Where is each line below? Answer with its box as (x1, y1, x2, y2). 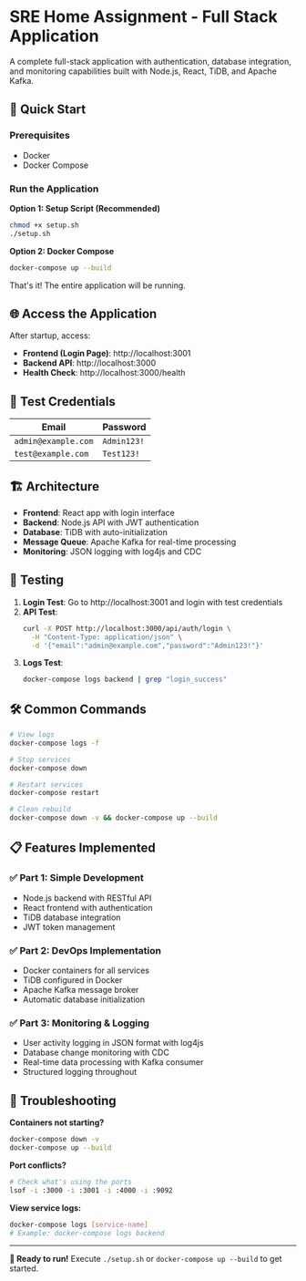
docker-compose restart (9, 789, 100, 798)
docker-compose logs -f (9, 739, 100, 748)
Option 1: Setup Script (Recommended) (9, 202, 161, 213)
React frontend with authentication (22, 902, 153, 913)
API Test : (22, 606, 58, 617)
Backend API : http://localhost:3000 (22, 357, 157, 368)
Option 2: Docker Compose (9, 245, 115, 256)
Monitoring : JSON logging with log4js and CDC (22, 545, 202, 557)
